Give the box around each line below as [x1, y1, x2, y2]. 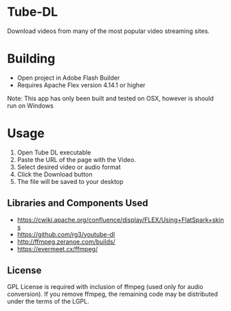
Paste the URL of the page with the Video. [16, 155, 136, 163]
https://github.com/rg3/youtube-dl [16, 230, 115, 238]
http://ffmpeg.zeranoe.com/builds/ [16, 238, 115, 246]
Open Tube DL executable [16, 148, 91, 157]
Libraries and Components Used [7, 197, 148, 209]
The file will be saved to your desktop [16, 177, 124, 185]
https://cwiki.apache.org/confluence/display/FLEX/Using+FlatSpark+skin [16, 216, 224, 224]
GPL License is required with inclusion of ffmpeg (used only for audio [7, 283, 203, 291]
